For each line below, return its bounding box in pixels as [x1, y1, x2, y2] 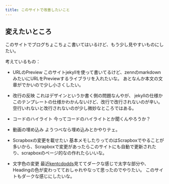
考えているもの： [5, 58, 41, 65]
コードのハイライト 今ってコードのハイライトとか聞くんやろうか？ [12, 116, 151, 122]
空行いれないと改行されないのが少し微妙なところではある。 [12, 105, 137, 111]
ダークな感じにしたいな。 [21, 173, 75, 179]
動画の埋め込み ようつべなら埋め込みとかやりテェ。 [12, 127, 120, 133]
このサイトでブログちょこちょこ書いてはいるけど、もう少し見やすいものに [5, 41, 160, 48]
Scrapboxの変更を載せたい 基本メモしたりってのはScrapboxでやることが [12, 137, 164, 144]
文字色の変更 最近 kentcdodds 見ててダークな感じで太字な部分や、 [12, 161, 149, 167]
